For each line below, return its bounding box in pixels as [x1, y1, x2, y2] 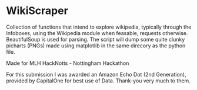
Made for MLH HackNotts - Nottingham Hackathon [6, 60, 129, 67]
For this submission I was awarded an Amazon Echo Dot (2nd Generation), [6, 71, 186, 78]
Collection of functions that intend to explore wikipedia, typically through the [6, 23, 192, 30]
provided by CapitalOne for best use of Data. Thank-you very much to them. [6, 77, 191, 84]
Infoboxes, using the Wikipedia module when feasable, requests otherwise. [6, 29, 188, 36]
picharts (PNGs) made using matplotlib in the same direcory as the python [6, 42, 186, 49]
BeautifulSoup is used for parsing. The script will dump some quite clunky [6, 36, 185, 43]
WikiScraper [6, 4, 69, 18]
